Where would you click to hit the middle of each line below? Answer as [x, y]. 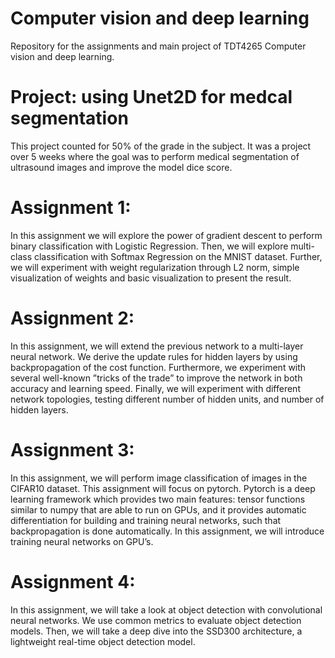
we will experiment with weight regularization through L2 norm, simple [155, 267]
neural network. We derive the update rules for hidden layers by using [154, 356]
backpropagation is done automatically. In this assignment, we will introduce [167, 531]
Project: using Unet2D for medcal [151, 97]
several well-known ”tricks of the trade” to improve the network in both [156, 378]
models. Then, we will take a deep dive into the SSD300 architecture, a [156, 631]
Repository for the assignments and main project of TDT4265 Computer [158, 46]
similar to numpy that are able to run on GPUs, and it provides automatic [158, 509]
